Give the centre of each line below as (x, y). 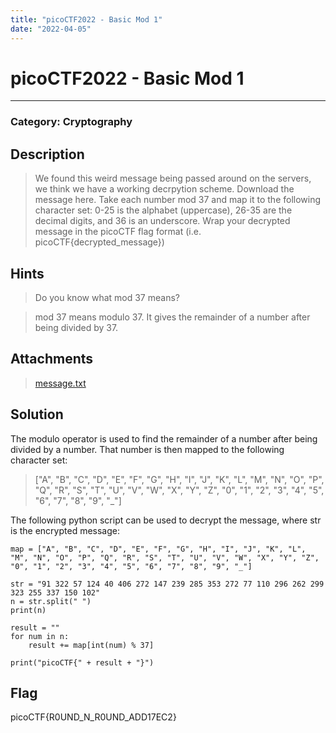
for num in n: (40, 636)
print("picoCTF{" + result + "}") (82, 662)
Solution (37, 414)
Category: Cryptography (71, 122)
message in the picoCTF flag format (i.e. (118, 232)
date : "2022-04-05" (51, 29)
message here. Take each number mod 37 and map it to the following (178, 200)
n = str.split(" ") (51, 601)
